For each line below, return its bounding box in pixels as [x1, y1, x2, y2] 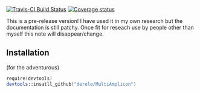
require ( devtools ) [6, 75, 53, 82]
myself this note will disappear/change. [6, 30, 104, 37]
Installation [6, 48, 50, 58]
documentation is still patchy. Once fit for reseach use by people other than [6, 24, 195, 31]
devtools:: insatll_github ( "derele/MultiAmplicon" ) [6, 81, 137, 87]
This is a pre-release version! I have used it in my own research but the [6, 18, 183, 24]
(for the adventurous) [6, 63, 60, 71]
